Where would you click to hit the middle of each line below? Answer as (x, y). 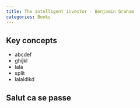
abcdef (23, 55)
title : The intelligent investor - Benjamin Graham (70, 11)
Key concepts (32, 41)
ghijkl (21, 61)
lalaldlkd (24, 79)
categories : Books (28, 17)
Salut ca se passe (39, 98)
